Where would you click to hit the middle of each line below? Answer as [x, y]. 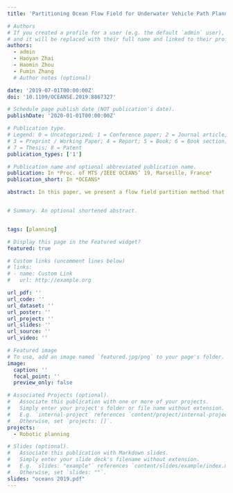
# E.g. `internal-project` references [67, 415]
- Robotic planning [42, 434]
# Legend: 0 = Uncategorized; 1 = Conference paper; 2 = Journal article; [118, 135]
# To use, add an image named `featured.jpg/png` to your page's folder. [116, 357]
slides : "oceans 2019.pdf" [46, 479]
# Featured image [32, 351]
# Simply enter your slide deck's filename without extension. [103, 460]
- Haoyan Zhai [34, 59]
